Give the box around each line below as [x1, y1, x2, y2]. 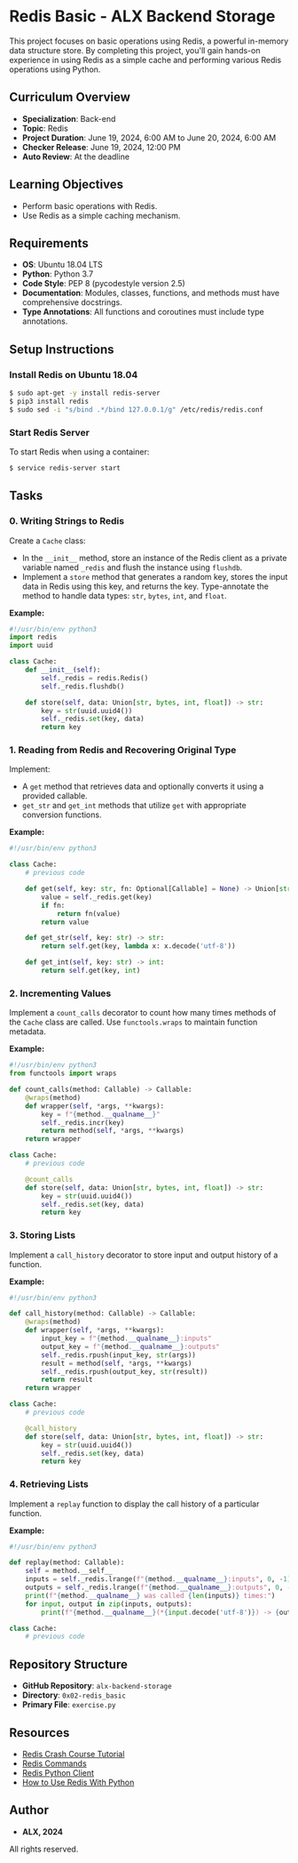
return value [41, 918, 90, 927]
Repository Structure [9, 1657, 129, 1672]
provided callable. [21, 791, 88, 801]
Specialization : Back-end [21, 113, 116, 124]
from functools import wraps [9, 1069, 117, 1078]
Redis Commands [21, 1758, 87, 1769]
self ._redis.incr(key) [41, 1118, 125, 1127]
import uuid [9, 641, 53, 650]
